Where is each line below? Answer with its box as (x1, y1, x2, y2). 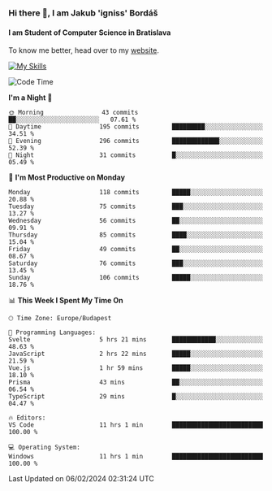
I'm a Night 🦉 (8, 93, 53, 102)
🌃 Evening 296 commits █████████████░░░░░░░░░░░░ (8, 137, 264, 146)
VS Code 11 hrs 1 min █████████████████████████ (8, 421, 264, 429)
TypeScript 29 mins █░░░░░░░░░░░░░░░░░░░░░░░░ (8, 393, 264, 401)
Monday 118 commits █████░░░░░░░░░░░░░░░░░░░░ (8, 189, 264, 197)
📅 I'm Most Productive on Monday (8, 172, 126, 182)
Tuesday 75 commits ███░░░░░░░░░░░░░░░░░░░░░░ (8, 202, 264, 211)
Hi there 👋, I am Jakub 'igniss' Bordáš (8, 7, 158, 19)
